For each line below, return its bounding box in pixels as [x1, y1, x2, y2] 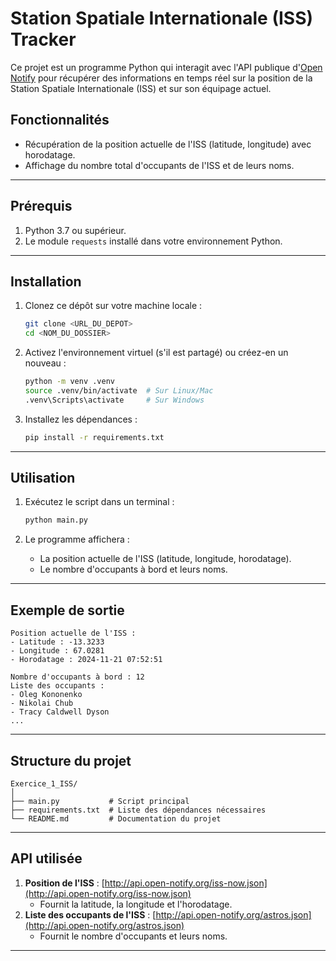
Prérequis [10, 198, 73, 215]
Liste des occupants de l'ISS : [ [24, 908, 157, 921]
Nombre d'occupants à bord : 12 [10, 672, 145, 682]
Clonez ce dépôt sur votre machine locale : [24, 300, 203, 312]
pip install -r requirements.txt [24, 432, 165, 442]
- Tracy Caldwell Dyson [10, 707, 110, 717]
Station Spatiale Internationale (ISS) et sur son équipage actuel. [10, 82, 272, 94]
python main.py [24, 515, 89, 526]
